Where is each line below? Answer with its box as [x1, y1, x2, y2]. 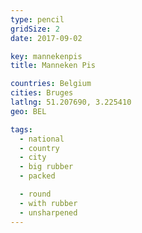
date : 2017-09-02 [10, 33, 83, 43]
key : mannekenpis [10, 51, 83, 61]
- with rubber [19, 198, 78, 208]
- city [19, 152, 47, 163]
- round [19, 189, 52, 199]
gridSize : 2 [10, 24, 60, 34]
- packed [19, 171, 56, 181]
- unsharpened [19, 207, 78, 218]
